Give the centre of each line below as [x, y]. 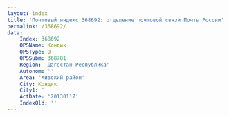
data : [15, 33]
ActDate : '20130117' [49, 97]
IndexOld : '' [38, 103]
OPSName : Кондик [43, 45]
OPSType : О [35, 52]
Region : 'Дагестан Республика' [65, 65]
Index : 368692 [40, 39]
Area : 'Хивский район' [52, 77]
